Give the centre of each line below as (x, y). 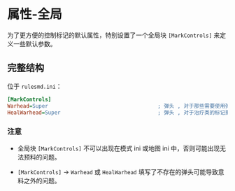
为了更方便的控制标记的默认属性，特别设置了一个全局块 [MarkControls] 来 (114, 35)
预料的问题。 (42, 157)
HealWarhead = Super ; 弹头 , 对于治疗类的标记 (116, 113)
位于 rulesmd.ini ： (35, 86)
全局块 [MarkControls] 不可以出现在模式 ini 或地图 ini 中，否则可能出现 (119, 148)
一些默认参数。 (35, 43)
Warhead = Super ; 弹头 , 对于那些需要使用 (116, 106)
